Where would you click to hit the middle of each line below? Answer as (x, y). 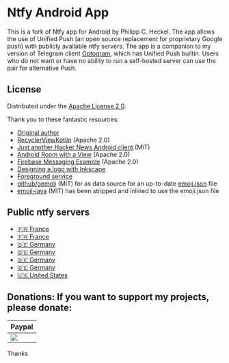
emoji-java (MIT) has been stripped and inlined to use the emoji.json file (118, 190)
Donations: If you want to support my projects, (108, 297)
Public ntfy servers (49, 213)
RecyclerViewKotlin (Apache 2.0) (64, 140)
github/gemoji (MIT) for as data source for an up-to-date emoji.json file (117, 184)
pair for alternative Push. (42, 68)
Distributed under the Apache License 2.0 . (67, 106)
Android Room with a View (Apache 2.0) (73, 154)
